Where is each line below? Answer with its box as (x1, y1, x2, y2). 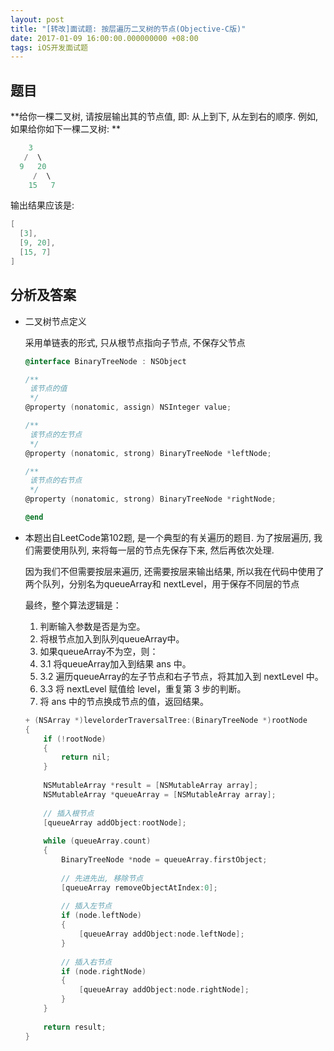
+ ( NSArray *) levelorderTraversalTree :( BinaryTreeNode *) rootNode (24, 715, 308, 725)
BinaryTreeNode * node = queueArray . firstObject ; (61, 855, 268, 865)
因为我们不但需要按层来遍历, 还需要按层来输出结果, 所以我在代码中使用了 (24, 565, 325, 577)
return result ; (43, 1022, 107, 1032)
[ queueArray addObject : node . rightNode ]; (78, 985, 250, 995)
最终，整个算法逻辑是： (24, 599, 122, 611)
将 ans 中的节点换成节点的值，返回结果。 (39, 695, 209, 707)
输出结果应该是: (10, 199, 75, 211)
